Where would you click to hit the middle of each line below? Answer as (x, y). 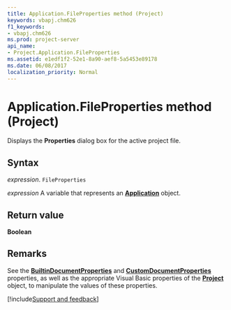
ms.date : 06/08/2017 (37, 66)
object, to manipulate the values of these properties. (82, 285)
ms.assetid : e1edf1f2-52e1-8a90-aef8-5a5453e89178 (82, 59)
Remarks (27, 254)
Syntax (23, 162)
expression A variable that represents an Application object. (94, 193)
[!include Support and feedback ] (53, 299)
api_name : (22, 46)
